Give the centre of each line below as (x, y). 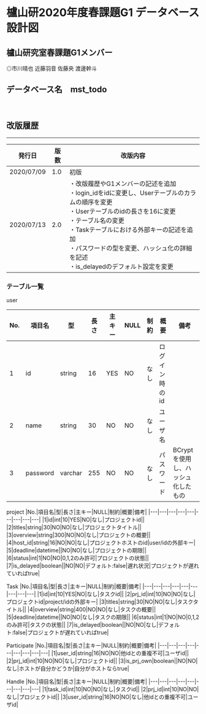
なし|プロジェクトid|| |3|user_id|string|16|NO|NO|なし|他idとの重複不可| (97, 697)
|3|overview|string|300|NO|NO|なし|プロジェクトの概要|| (78, 535)
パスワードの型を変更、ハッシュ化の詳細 (134, 248)
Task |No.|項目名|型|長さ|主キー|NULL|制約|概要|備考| (74, 586)
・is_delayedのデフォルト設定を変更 (121, 266)
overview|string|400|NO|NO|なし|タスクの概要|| (95, 609)
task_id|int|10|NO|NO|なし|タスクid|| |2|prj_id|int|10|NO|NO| (124, 689)
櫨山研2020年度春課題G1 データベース (103, 13)
